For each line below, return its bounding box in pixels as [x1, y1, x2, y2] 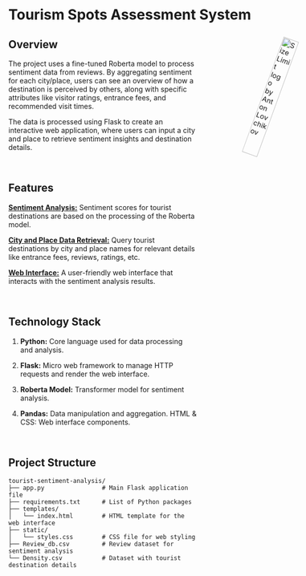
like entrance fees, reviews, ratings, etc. [8, 252, 141, 262]
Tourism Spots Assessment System [8, 6, 251, 24]
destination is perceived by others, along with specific [8, 84, 187, 94]
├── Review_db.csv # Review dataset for [8, 540, 174, 549]
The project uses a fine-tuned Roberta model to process [8, 59, 195, 68]
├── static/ [8, 526, 48, 534]
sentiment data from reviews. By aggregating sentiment [8, 67, 193, 77]
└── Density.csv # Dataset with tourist [8, 554, 182, 562]
